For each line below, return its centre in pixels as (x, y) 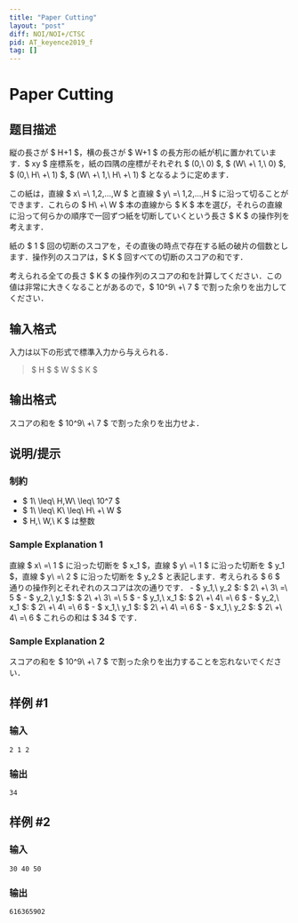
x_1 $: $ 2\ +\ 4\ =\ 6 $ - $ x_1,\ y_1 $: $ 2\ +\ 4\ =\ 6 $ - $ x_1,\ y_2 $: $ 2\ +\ (146, 606)
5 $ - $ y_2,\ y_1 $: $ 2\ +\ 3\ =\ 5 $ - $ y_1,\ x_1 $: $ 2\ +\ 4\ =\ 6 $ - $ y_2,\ (145, 598)
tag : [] (24, 51)
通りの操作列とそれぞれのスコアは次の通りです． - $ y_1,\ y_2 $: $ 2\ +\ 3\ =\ (149, 587)
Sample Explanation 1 (56, 545)
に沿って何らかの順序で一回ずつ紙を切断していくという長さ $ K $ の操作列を (149, 216)
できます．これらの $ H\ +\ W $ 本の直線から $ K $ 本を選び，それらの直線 (146, 205)
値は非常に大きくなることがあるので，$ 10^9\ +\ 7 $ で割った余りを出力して (148, 287)
